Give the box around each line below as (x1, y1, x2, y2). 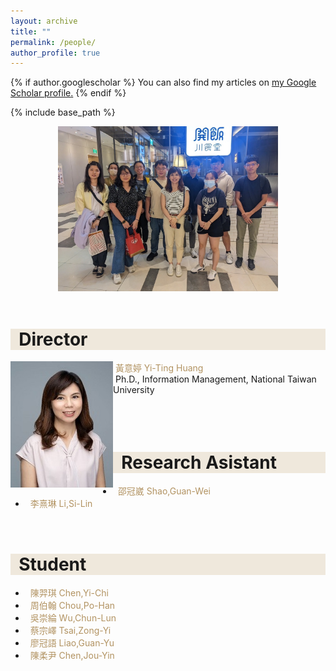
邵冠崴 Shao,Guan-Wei (117, 485, 211, 497)
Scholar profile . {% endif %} (10, 87, 127, 99)
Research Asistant (121, 451, 278, 474)
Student (18, 553, 87, 575)
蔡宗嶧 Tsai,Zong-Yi (29, 625, 112, 637)
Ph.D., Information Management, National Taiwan (114, 373, 317, 385)
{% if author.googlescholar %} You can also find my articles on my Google (10, 76, 317, 89)
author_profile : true (10, 48, 101, 58)
